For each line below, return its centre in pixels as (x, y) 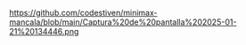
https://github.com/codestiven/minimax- (83, 13)
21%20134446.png (44, 31)
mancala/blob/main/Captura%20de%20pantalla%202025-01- (123, 22)
